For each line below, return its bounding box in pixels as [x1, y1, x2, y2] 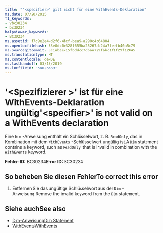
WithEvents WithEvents [12, 223, 57, 229]
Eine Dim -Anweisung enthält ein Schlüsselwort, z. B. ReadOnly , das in [5, 133, 143, 139]
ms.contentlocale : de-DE [5, 57, 55, 62]
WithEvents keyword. [5, 149, 47, 155]
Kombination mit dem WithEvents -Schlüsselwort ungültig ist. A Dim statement [5, 139, 158, 145]
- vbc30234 [5, 20, 27, 26]
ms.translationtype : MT [5, 52, 53, 57]
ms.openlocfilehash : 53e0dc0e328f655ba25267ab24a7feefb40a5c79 [5, 43, 136, 48]
